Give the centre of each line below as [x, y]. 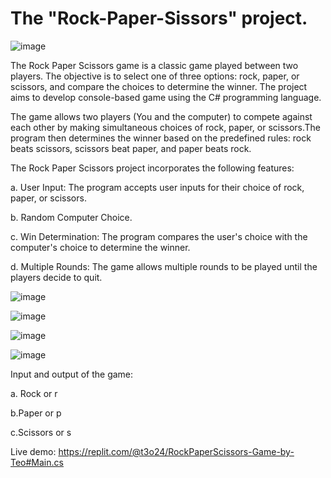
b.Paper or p [36, 413]
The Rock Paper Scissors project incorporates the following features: [152, 168]
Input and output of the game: [72, 374]
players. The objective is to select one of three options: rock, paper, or [155, 76]
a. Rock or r [34, 393]
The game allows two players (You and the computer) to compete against [161, 116]
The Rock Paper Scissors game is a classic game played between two [154, 65]
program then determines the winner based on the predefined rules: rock [161, 138]
